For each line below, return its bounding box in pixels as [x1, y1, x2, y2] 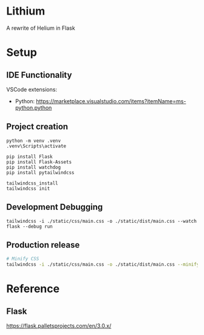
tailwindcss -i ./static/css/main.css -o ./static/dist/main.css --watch [6, 218, 197, 224]
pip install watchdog [6, 164, 61, 171]
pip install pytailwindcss [6, 169, 75, 175]
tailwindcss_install [6, 180, 59, 186]
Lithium [6, 4, 46, 18]
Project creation [6, 121, 69, 132]
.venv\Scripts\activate [6, 143, 67, 149]
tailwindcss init [6, 185, 50, 192]
